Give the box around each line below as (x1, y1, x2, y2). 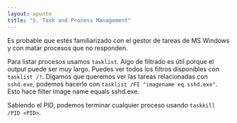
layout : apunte (7, 10, 52, 18)
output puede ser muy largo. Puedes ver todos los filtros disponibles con (7, 65, 219, 73)
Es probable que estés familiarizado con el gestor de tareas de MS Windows (7, 36, 230, 44)
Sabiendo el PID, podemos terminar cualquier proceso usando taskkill (7, 101, 216, 109)
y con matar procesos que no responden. (7, 44, 128, 52)
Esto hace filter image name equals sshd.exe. (7, 87, 140, 96)
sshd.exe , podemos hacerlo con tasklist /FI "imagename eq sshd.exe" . (7, 79, 218, 88)
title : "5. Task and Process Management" (7, 17, 132, 24)
